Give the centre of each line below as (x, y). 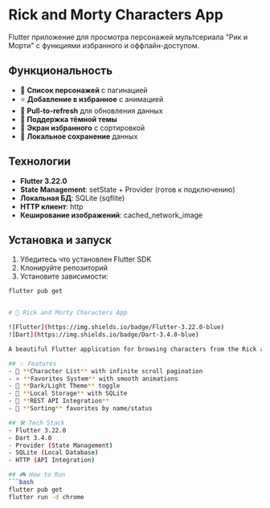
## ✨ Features (33, 364)
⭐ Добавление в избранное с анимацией (92, 99)
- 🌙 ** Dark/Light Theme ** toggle (64, 386)
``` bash (21, 482)
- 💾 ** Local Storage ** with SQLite (68, 394)
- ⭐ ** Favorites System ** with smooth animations (93, 379)
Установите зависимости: (64, 276)
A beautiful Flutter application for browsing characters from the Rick (133, 349)
